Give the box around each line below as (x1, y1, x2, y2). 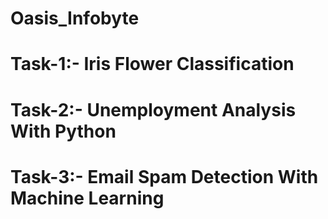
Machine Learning (10, 187, 165, 209)
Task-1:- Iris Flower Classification (10, 53, 295, 76)
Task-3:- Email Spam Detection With (10, 165, 319, 188)
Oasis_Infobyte (10, 7, 140, 30)
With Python (10, 120, 117, 142)
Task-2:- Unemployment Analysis (10, 98, 297, 121)
